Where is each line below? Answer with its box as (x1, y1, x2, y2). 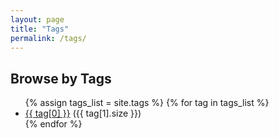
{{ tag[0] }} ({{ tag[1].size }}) (24, 107, 142, 120)
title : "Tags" (10, 24, 70, 34)
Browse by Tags (10, 70, 112, 87)
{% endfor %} (24, 118, 83, 130)
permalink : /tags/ (10, 33, 87, 43)
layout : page (10, 14, 65, 25)
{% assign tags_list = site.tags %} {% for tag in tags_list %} (24, 97, 270, 109)
